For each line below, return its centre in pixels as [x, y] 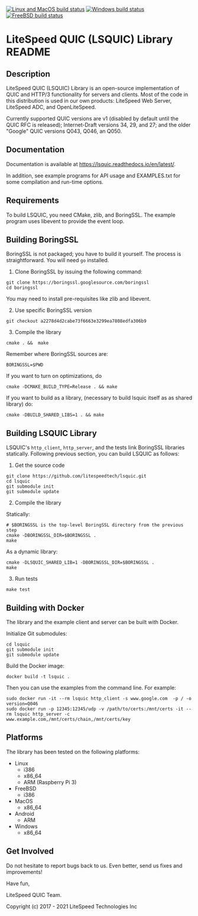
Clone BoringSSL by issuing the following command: [79, 272]
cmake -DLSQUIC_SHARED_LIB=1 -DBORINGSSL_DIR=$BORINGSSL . [80, 563]
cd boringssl [22, 288]
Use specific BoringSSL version [53, 310]
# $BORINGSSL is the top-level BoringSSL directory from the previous [95, 525]
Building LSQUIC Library [52, 433]
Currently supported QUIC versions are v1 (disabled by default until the [92, 118]
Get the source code [40, 465]
